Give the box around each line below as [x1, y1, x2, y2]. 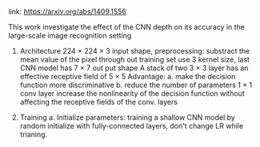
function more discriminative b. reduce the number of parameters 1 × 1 [19, 80, 253, 89]
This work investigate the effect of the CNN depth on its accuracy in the [8, 22, 246, 31]
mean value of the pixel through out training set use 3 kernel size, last [19, 55, 250, 64]
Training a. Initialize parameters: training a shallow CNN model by [19, 113, 236, 122]
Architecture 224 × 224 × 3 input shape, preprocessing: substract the [19, 46, 250, 55]
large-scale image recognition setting [8, 31, 132, 40]
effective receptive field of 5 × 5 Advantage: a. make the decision [19, 72, 236, 81]
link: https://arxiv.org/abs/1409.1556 [8, 7, 126, 16]
